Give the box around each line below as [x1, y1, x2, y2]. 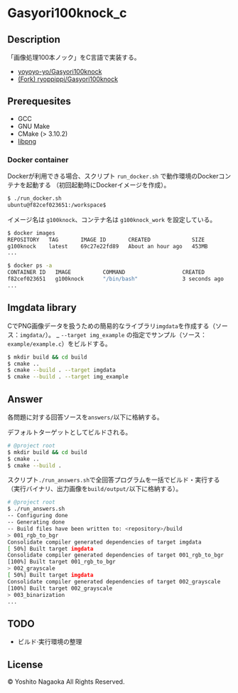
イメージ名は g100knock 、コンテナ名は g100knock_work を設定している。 [7, 215, 217, 223]
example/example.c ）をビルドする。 [7, 339, 112, 348]
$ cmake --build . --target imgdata [7, 366, 116, 374]
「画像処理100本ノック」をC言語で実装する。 [7, 53, 141, 61]
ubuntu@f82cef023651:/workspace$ [7, 201, 107, 208]
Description [7, 33, 60, 46]
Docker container [7, 154, 69, 164]
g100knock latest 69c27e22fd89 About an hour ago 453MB [7, 243, 208, 250]
